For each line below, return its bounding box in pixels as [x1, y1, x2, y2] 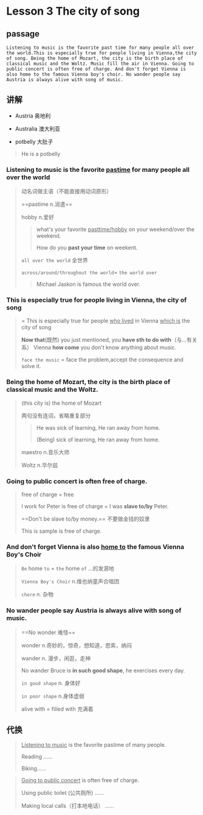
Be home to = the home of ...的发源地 [21, 565, 114, 572]
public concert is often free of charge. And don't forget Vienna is [6, 66, 187, 72]
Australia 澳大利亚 [15, 125, 61, 132]
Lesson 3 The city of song [6, 4, 140, 18]
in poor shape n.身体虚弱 [21, 692, 85, 699]
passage [6, 29, 40, 39]
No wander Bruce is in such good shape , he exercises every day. [21, 666, 185, 674]
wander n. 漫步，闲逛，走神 [21, 654, 91, 662]
